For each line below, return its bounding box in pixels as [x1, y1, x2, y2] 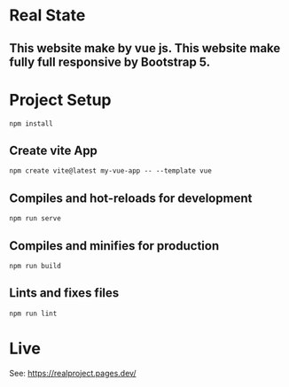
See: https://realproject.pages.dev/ [9, 368, 137, 378]
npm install [9, 119, 53, 128]
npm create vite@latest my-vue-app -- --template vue [9, 166, 213, 175]
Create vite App [9, 143, 98, 158]
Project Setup [9, 89, 113, 110]
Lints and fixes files [9, 285, 120, 301]
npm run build [9, 261, 62, 270]
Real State [9, 5, 86, 26]
